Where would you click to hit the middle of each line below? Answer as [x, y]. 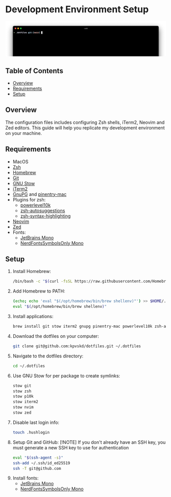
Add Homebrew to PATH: [39, 291]
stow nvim [23, 408]
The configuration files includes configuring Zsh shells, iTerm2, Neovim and [85, 122]
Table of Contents [34, 71]
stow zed [22, 413]
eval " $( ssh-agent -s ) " [38, 458]
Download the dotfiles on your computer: [56, 336]
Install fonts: [26, 478]
